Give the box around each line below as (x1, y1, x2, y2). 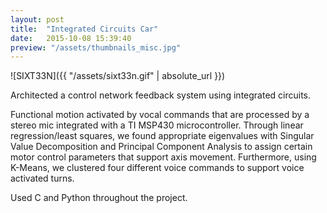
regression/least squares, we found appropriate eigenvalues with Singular (10, 130, 315, 142)
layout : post (10, 14, 65, 25)
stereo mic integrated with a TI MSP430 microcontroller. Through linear (10, 119, 304, 131)
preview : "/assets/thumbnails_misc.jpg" (10, 42, 182, 53)
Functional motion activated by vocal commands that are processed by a (10, 109, 310, 121)
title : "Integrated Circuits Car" (10, 24, 159, 34)
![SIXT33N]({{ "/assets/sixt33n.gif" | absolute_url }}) (10, 70, 226, 82)
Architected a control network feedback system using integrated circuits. (10, 89, 312, 101)
